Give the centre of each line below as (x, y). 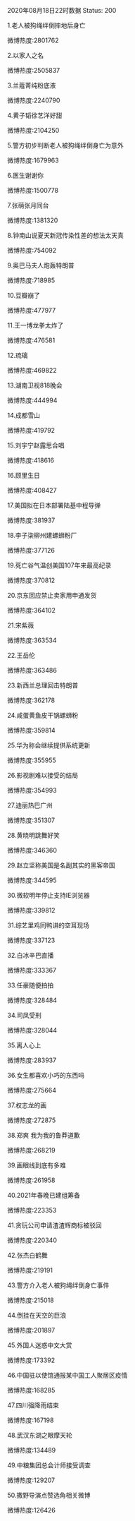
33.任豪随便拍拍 (31, 985)
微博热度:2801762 (33, 40)
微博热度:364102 (32, 610)
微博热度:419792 (31, 430)
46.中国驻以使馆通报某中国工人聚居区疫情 (67, 1375)
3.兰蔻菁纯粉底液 (32, 85)
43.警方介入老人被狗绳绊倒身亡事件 (58, 1285)
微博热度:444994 (32, 400)
